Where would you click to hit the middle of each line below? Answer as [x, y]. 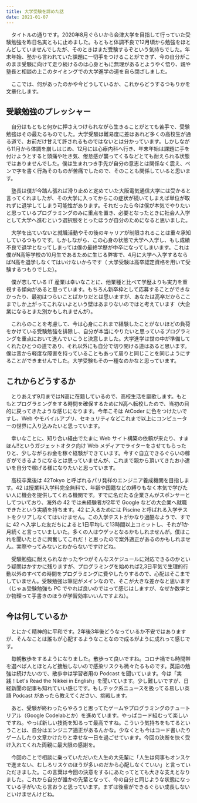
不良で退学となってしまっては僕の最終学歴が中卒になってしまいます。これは [98, 247]
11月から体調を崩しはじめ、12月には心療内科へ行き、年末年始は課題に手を [100, 149]
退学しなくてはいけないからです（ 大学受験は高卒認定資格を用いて [106, 262]
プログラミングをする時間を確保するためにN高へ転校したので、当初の [100, 404]
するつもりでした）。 [35, 270]
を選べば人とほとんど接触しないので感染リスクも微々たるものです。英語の [96, 666]
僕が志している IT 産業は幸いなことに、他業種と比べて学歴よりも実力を [97, 282]
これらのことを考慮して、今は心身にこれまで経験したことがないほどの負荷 [101, 324]
